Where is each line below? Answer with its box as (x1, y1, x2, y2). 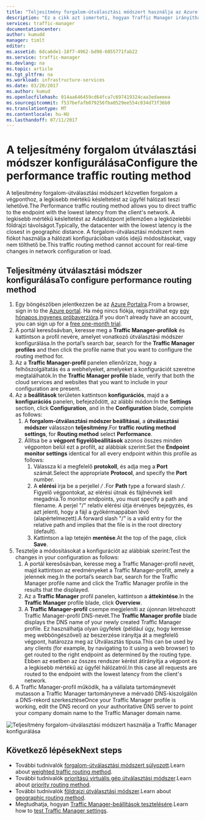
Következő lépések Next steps (6, 746, 122, 756)
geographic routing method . (15, 794, 86, 801)
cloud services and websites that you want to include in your (15, 379, 168, 385)
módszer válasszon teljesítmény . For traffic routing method (24, 424, 176, 431)
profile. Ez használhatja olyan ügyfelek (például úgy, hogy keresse (24, 625, 191, 632)
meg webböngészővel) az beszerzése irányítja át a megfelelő (24, 631, 179, 639)
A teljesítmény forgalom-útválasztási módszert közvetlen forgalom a (6, 189, 178, 197)
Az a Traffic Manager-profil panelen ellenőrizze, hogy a (15, 359, 157, 366)
